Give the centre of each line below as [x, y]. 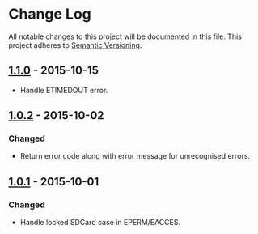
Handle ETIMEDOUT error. [64, 90]
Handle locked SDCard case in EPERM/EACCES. [100, 223]
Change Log [50, 14]
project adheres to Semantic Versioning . [75, 45]
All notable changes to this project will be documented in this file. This [125, 36]
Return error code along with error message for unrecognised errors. [135, 156]
